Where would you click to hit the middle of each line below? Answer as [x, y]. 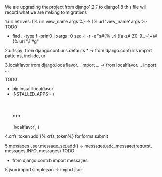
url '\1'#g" [29, 41]
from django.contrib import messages [50, 160]
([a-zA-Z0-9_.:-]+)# [137, 36]
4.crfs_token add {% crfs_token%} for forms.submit [57, 136]
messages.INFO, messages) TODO [40, 151]
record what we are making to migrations [46, 12]
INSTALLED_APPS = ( [33, 94]
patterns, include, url [26, 56]
